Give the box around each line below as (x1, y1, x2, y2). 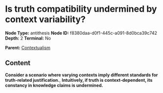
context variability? (5, 14, 86, 25)
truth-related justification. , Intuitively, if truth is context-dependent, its (5, 77, 153, 83)
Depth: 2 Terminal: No (5, 35, 51, 41)
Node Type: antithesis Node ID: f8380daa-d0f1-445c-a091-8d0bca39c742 (5, 30, 158, 36)
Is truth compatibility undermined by (5, 3, 157, 15)
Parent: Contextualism (5, 45, 50, 50)
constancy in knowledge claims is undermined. (5, 82, 103, 88)
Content (5, 59, 31, 67)
